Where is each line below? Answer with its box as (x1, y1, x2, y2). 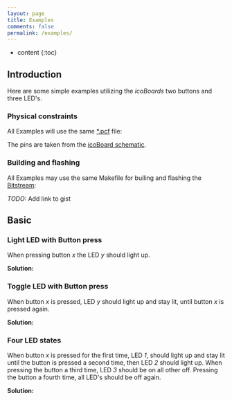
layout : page (7, 10, 45, 17)
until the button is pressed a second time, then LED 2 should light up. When (7, 358, 222, 367)
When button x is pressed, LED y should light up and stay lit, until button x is (7, 297, 224, 305)
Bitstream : (7, 181, 37, 189)
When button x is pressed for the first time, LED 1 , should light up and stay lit (7, 351, 225, 359)
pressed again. (7, 304, 50, 313)
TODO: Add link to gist (7, 194, 71, 203)
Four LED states (7, 335, 62, 345)
